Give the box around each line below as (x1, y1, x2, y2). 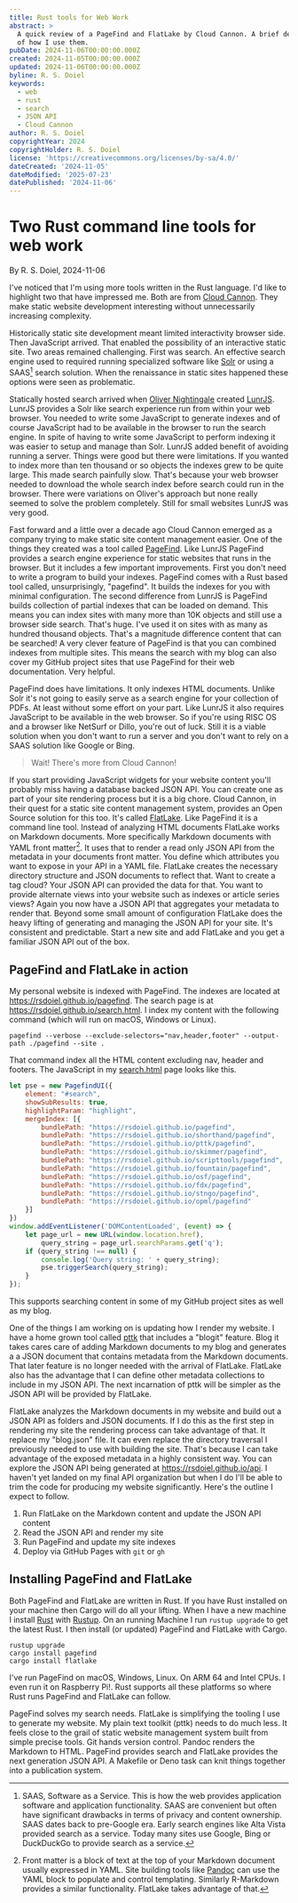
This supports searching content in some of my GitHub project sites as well (9, 1296, 284, 1307)
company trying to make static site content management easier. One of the (9, 534, 283, 544)
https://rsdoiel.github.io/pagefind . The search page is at (9, 995, 215, 1006)
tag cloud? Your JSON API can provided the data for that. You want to (9, 879, 263, 890)
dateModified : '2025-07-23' (9, 170, 114, 179)
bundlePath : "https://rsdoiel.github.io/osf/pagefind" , (41, 1172, 252, 1181)
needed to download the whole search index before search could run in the (9, 478, 285, 489)
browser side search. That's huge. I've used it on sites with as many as (9, 619, 269, 630)
